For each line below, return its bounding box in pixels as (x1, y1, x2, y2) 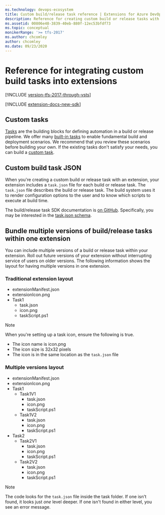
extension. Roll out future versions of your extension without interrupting (5, 253, 152, 258)
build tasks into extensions (5, 75, 117, 87)
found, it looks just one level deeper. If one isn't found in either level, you (5, 499, 152, 505)
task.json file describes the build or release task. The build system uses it (5, 187, 156, 193)
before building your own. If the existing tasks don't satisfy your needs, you (5, 144, 158, 150)
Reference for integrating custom (5, 65, 144, 76)
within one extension (5, 234, 71, 242)
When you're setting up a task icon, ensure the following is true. (5, 332, 135, 337)
